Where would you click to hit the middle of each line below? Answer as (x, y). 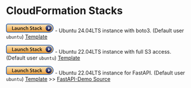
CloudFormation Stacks (65, 11)
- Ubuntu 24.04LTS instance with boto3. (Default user (119, 30)
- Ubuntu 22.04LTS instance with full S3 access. (113, 51)
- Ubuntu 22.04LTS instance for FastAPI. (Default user (120, 73)
